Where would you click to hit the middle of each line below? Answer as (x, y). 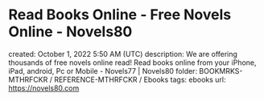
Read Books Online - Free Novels (120, 15)
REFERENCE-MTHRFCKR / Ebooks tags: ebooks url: (140, 79)
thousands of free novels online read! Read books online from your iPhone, (132, 63)
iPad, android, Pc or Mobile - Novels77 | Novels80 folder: (103, 71)
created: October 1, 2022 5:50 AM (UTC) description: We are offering (123, 54)
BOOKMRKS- (221, 71)
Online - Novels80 (70, 32)
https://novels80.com (44, 88)
